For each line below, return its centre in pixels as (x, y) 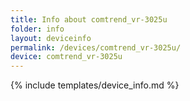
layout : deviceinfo (51, 38)
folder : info (37, 29)
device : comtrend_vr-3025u (66, 57)
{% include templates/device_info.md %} (95, 85)
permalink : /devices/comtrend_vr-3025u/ (96, 47)
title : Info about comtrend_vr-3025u (89, 19)
